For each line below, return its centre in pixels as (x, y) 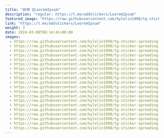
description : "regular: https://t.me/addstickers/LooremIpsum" (71, 14)
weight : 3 (15, 28)
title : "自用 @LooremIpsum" (33, 10)
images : (13, 37)
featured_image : (21, 19)
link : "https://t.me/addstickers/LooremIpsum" (53, 23)
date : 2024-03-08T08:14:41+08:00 (39, 32)
